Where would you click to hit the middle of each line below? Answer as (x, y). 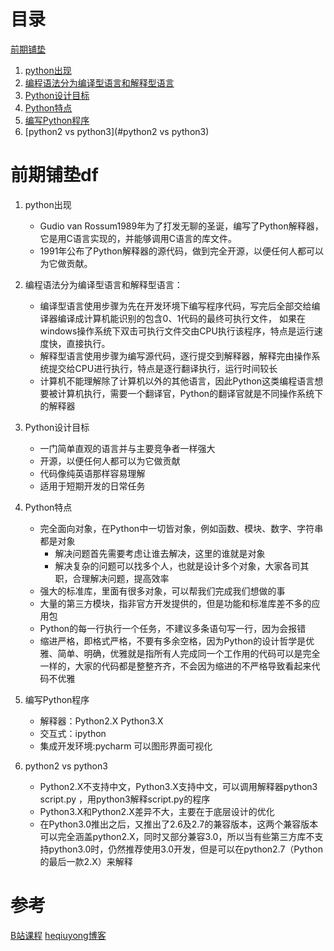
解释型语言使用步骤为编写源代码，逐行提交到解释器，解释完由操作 (175, 356)
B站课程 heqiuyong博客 (58, 935)
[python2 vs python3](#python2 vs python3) (117, 131)
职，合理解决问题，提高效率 (112, 578)
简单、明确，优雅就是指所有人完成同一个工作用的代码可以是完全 (189, 653)
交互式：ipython (73, 733)
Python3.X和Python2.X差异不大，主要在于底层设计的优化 (157, 811)
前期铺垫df (54, 175)
